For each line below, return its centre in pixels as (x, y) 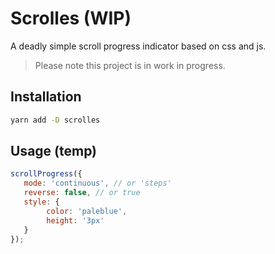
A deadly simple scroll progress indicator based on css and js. (138, 46)
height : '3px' (75, 220)
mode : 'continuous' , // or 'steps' (97, 183)
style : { (41, 202)
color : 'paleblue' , (87, 211)
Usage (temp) (54, 151)
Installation (46, 97)
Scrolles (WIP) (71, 18)
